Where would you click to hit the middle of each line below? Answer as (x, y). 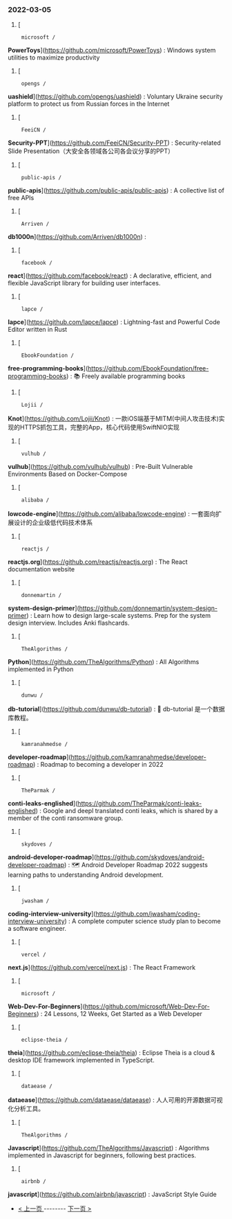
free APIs (21, 198)
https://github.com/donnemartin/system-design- (148, 608)
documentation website (41, 569)
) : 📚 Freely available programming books (126, 376)
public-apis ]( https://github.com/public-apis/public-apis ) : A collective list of (116, 190)
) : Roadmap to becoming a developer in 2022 (98, 765)
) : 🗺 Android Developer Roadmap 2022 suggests (136, 865)
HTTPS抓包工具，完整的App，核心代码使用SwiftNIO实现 (100, 427)
